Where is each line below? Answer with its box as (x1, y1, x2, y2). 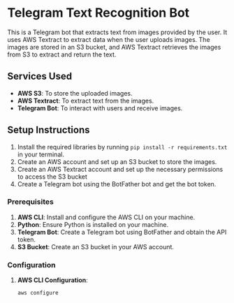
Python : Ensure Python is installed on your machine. (17, 220, 169, 228)
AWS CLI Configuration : (17, 276, 89, 284)
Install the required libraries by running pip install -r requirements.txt (17, 142, 228, 151)
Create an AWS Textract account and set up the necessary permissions (17, 165, 224, 173)
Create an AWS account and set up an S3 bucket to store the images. (17, 157, 217, 165)
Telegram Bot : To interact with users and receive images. (17, 103, 183, 112)
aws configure (17, 290, 59, 297)
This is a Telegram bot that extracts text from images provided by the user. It (7, 28, 228, 36)
